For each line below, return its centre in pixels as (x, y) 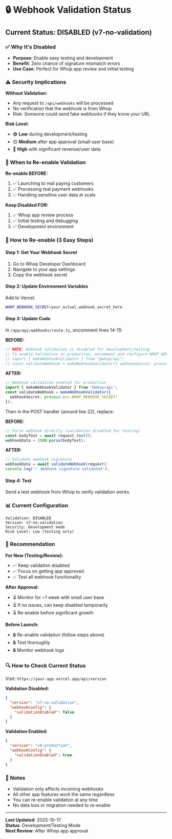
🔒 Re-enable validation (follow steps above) (59, 634)
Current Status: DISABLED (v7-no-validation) (79, 32)
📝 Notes (15, 778)
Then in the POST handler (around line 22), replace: (60, 411)
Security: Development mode (35, 527)
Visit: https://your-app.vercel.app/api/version (56, 679)
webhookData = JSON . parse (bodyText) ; (46, 440)
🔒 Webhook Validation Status (68, 10)
